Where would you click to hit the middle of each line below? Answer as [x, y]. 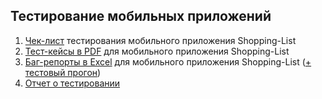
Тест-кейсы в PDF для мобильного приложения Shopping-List [157, 51]
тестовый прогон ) [63, 72]
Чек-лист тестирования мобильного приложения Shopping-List [160, 40]
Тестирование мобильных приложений [141, 16]
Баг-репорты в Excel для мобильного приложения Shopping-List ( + [168, 61]
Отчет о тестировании [72, 83]
